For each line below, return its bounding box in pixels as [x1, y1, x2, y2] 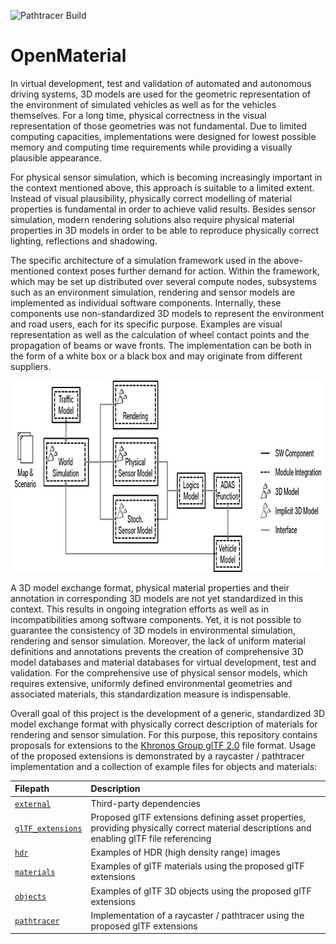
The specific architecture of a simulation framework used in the [10, 254, 272, 266]
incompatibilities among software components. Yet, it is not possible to [10, 613, 302, 625]
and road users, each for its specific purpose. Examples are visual [10, 318, 283, 330]
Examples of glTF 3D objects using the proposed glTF [90, 885, 312, 897]
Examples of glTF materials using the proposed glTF [90, 860, 305, 872]
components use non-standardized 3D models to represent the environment [10, 307, 325, 319]
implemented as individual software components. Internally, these [10, 296, 282, 309]
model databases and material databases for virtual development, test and [10, 656, 317, 668]
